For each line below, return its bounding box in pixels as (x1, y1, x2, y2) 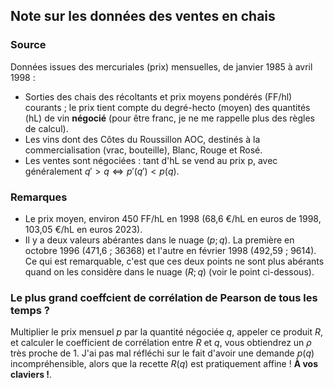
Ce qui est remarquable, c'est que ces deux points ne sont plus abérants (24, 255, 325, 267)
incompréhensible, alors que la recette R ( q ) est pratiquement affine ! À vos (10, 358, 319, 370)
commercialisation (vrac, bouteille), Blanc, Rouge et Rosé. (24, 144, 263, 156)
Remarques (10, 190, 68, 204)
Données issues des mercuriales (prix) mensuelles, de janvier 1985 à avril (10, 60, 313, 73)
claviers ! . (10, 369, 53, 381)
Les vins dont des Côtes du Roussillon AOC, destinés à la (24, 133, 261, 145)
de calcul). (24, 122, 69, 134)
